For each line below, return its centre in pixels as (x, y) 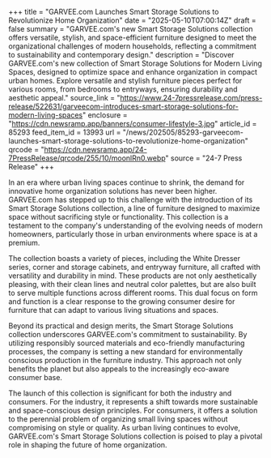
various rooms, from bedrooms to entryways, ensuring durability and (123, 89)
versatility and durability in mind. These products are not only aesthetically (133, 276)
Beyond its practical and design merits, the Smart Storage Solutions (121, 326)
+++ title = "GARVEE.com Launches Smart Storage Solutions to (114, 12)
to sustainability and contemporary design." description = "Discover (121, 55)
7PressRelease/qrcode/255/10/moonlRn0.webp (87, 158)
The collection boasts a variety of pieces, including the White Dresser (125, 258)
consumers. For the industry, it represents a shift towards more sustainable (133, 402)
